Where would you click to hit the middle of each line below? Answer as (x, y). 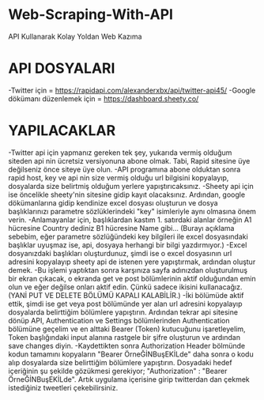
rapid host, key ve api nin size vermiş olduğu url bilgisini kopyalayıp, (119, 177)
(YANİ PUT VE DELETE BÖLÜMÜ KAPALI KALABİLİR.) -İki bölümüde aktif (126, 295)
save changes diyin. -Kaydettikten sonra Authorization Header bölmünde (127, 345)
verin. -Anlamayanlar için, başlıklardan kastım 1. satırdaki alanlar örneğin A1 (130, 220)
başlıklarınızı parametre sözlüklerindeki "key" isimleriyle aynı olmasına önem (132, 211)
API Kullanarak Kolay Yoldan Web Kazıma (75, 36)
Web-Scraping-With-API (91, 15)
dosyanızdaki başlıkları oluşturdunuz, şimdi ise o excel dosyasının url (120, 253)
